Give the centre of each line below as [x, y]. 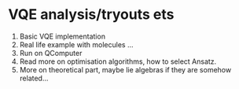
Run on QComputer [51, 53]
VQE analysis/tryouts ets [91, 15]
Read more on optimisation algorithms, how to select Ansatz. [118, 61]
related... [34, 78]
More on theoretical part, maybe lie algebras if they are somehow [125, 69]
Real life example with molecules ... [76, 44]
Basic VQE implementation [63, 36]
